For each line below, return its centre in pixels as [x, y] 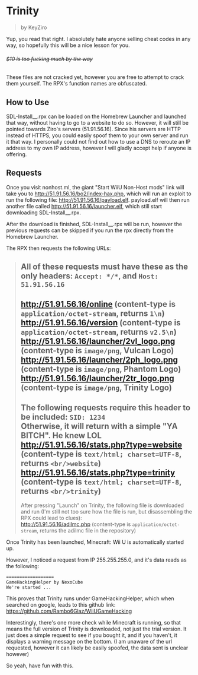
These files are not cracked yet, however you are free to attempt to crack [95, 77]
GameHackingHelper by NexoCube [45, 582]
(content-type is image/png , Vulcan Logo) [97, 351]
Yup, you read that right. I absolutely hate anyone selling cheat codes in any [98, 39]
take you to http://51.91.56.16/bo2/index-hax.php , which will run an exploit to [99, 194]
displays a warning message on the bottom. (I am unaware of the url [89, 642]
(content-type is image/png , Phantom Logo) [101, 369]
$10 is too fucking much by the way [49, 59]
